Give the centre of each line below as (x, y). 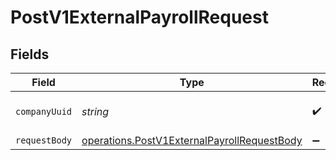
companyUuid (44, 111)
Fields (30, 54)
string (95, 111)
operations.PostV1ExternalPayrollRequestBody (192, 140)
